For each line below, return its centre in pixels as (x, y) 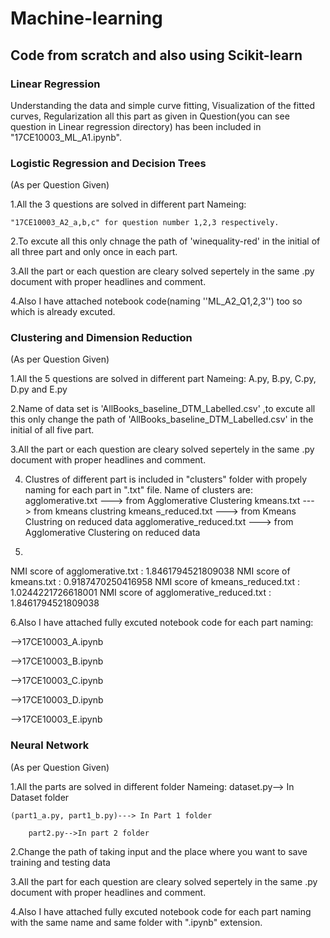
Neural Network (50, 745)
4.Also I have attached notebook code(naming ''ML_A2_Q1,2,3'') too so (156, 301)
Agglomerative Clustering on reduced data (112, 533)
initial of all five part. (52, 430)
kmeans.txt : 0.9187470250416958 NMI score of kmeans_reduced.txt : (155, 582)
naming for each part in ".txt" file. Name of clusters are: (138, 490)
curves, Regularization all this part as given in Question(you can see (150, 116)
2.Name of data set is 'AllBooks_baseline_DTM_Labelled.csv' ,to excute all (163, 409)
